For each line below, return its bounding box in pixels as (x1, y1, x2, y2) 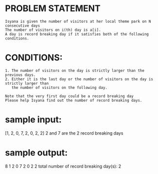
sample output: (5, 147, 68, 158)
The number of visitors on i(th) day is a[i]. (5, 27, 101, 32)
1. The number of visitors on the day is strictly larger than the (5, 68, 145, 73)
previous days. (5, 72, 36, 77)
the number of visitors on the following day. (11, 85, 108, 90)
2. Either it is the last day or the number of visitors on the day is (5, 76, 153, 82)
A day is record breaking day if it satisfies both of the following (5, 32, 149, 36)
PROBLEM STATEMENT (5, 3, 101, 14)
